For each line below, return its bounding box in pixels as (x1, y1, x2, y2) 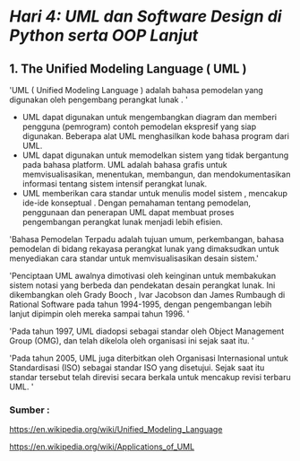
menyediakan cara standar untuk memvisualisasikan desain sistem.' (9, 253, 260, 264)
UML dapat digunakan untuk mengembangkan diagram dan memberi (21, 112, 278, 122)
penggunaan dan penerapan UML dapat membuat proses (21, 207, 235, 217)
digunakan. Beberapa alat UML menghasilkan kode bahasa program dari (21, 131, 289, 141)
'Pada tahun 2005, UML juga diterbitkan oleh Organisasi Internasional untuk (9, 352, 289, 363)
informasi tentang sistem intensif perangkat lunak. (21, 178, 208, 189)
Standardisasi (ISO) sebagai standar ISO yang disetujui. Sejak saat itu (9, 362, 265, 373)
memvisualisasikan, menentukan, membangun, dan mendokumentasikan (21, 169, 291, 179)
